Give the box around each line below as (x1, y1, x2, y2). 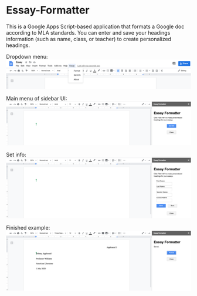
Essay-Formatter (6, 4, 90, 17)
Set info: (6, 151, 26, 159)
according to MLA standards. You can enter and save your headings (6, 29, 171, 36)
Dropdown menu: (6, 53, 48, 60)
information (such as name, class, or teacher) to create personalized (6, 35, 172, 42)
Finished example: (6, 224, 50, 231)
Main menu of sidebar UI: (6, 95, 67, 102)
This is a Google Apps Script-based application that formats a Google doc (6, 23, 185, 30)
